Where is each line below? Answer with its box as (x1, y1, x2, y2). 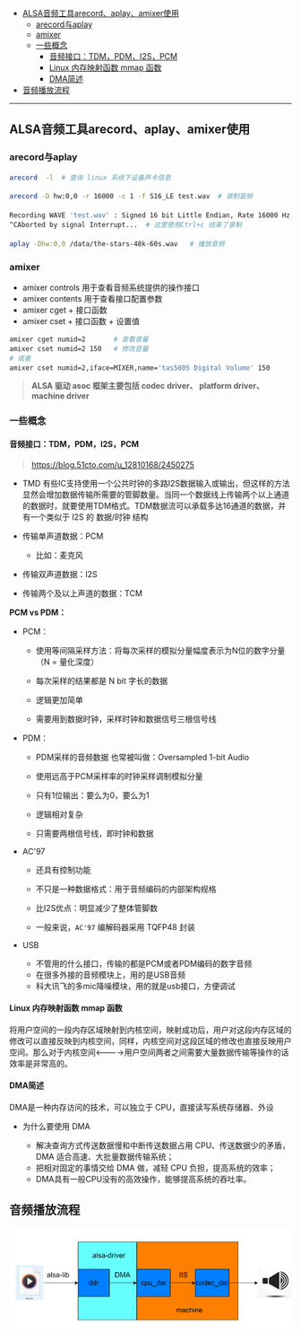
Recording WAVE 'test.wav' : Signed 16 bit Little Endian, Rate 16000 (9, 211, 279, 220)
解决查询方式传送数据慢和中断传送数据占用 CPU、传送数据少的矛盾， (35, 1140, 291, 1151)
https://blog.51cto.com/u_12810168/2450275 (30, 459, 194, 470)
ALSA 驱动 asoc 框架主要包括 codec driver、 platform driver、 (30, 381, 264, 391)
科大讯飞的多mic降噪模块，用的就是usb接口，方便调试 (35, 980, 236, 991)
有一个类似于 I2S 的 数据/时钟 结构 (21, 511, 149, 522)
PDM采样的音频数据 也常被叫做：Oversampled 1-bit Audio (35, 751, 250, 762)
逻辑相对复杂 (35, 809, 83, 820)
